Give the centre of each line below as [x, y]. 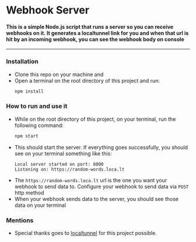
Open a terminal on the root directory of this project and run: [87, 80]
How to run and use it [37, 106]
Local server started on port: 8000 [59, 164]
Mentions [20, 220]
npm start [27, 136]
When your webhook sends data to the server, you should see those [97, 199]
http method [29, 192]
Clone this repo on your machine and [59, 74]
